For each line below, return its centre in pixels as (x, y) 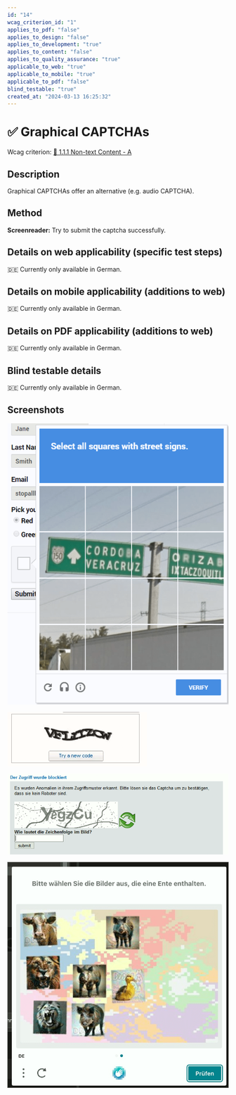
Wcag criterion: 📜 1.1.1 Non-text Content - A (70, 152)
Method (25, 213)
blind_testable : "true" (42, 89)
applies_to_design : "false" (48, 37)
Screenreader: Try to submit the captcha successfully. (87, 230)
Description (33, 174)
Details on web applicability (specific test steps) (115, 252)
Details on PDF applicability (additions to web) (110, 331)
